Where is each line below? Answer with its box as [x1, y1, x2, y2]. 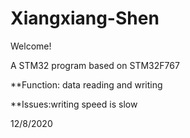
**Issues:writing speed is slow [10, 98, 138, 110]
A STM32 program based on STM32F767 [10, 59, 180, 71]
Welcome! [10, 40, 52, 52]
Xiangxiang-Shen [10, 7, 160, 30]
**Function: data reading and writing [10, 78, 163, 91]
